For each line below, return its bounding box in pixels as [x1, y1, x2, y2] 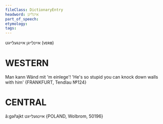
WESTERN [5, 58, 49, 69]
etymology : [5, 21, 28, 26]
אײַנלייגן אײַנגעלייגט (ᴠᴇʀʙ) [5, 40, 54, 46]
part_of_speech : [5, 16, 39, 21]
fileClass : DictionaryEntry [5, 7, 64, 12]
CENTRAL [5, 97, 47, 108]
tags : [5, 26, 16, 31]
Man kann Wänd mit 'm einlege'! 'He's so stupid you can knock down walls [5, 74, 158, 80]
